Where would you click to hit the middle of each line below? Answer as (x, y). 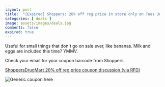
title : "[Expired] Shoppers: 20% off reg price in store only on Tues (80, 14)
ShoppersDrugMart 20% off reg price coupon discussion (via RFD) (73, 70)
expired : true (20, 32)
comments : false (22, 28)
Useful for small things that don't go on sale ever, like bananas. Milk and (78, 46)
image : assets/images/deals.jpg (38, 23)
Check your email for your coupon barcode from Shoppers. (65, 61)
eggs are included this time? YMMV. (41, 51)
